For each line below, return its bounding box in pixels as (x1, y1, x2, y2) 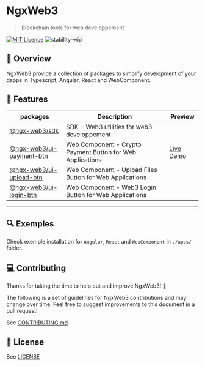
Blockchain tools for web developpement (21, 24, 124, 31)
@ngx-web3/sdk (9, 126, 59, 135)
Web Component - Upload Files (66, 165, 157, 174)
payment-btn (9, 151, 48, 160)
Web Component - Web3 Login (66, 183, 157, 192)
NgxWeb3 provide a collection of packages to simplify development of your (6, 70, 196, 77)
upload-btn (9, 173, 43, 181)
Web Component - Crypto (66, 140, 142, 149)
